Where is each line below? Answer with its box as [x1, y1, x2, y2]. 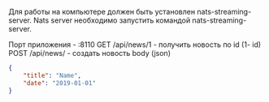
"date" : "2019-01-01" [23, 79, 96, 87]
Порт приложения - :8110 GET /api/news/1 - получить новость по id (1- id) [8, 40, 262, 49]
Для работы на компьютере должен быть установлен [8, 7, 196, 16]
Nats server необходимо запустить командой [33, 15, 191, 25]
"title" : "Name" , [23, 71, 82, 79]
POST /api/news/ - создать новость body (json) [8, 49, 171, 57]
